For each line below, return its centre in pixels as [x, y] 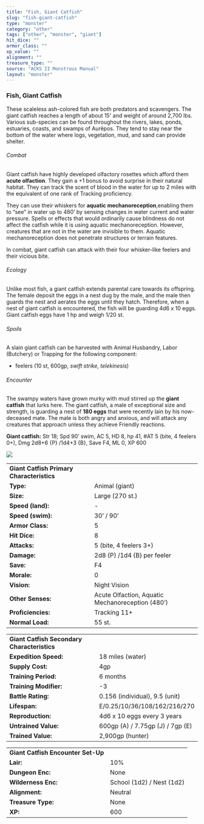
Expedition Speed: [36, 657]
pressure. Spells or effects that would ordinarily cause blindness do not [95, 218]
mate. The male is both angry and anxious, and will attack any [110, 418]
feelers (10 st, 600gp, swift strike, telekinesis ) [72, 366]
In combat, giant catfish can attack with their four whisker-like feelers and [98, 249]
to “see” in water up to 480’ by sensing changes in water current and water [100, 211]
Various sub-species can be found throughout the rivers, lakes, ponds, [95, 122]
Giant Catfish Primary [41, 469]
